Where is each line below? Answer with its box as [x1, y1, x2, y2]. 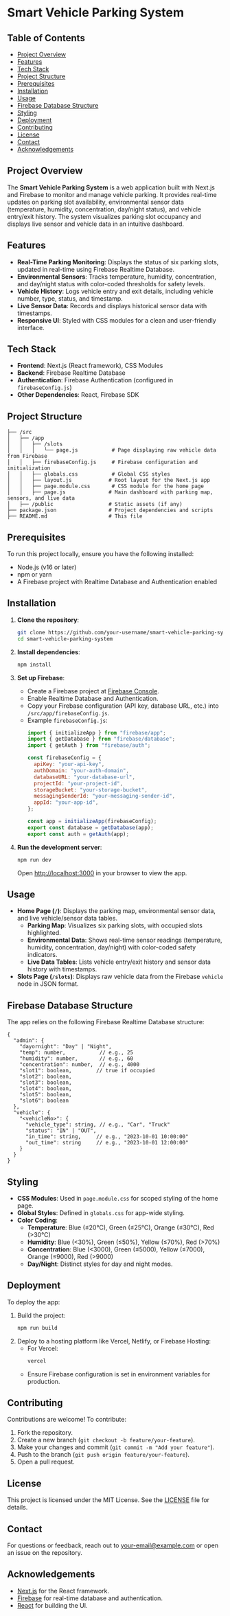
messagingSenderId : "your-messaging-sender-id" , [33, 793, 176, 800]
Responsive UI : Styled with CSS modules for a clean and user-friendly [16, 316, 216, 324]
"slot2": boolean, [19, 1073, 72, 1081]
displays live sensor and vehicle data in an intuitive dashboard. [7, 220, 184, 228]
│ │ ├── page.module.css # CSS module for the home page [7, 483, 205, 490]
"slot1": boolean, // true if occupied [19, 1067, 155, 1074]
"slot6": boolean [19, 1097, 69, 1105]
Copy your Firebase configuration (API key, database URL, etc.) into [27, 702, 219, 710]
